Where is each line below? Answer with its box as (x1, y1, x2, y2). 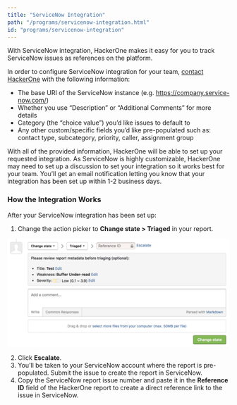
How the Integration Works (7, 194, 102, 204)
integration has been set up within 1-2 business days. (7, 177, 162, 186)
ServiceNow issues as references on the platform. (7, 54, 153, 63)
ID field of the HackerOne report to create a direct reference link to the (17, 383, 223, 392)
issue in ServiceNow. (17, 391, 79, 399)
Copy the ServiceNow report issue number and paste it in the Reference (17, 375, 229, 384)
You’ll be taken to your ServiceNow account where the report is (17, 361, 202, 369)
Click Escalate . (17, 353, 62, 362)
